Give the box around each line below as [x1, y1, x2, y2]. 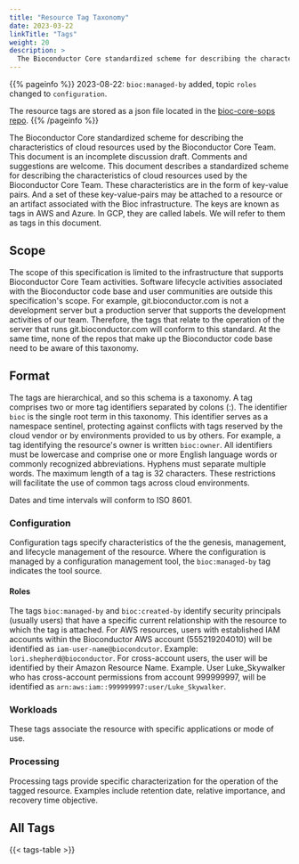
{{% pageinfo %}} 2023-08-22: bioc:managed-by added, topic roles [9, 79, 257, 89]
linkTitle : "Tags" [9, 29, 77, 38]
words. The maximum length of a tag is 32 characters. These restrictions [9, 468, 276, 478]
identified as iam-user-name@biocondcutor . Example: [9, 643, 198, 655]
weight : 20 [9, 37, 50, 47]
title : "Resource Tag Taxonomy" [9, 12, 129, 22]
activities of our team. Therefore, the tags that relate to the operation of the [9, 314, 285, 325]
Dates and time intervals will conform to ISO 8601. [9, 494, 193, 505]
